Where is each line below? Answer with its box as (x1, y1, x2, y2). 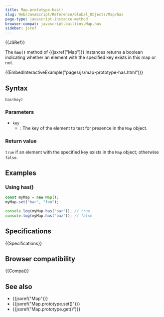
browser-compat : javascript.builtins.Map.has (5, 21, 101, 26)
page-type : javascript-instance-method (5, 16, 88, 21)
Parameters (5, 108, 34, 115)
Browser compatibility (5, 255, 76, 263)
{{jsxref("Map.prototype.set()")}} (12, 301, 80, 307)
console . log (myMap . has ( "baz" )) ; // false (5, 213, 93, 218)
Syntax (5, 84, 28, 92)
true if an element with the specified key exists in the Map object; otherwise (5, 149, 159, 155)
